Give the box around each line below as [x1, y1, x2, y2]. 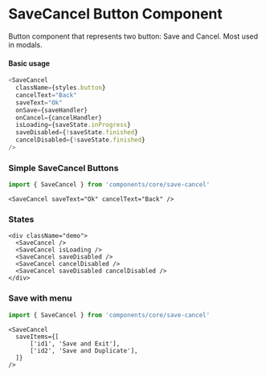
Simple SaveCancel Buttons [8, 162, 119, 174]
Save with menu [8, 292, 72, 304]
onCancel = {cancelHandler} [15, 113, 103, 121]
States [8, 214, 35, 225]
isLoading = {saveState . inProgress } [15, 121, 131, 129]
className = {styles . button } [15, 84, 106, 92]
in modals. [8, 39, 43, 49]
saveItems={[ [15, 333, 59, 341]
